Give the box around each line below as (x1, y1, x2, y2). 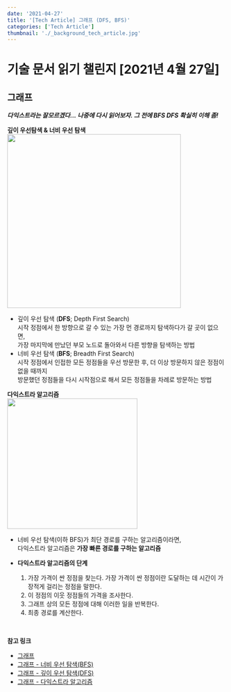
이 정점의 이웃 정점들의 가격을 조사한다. (27, 591, 134, 600)
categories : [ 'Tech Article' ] (7, 23, 95, 30)
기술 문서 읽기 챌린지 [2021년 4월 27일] (7, 62, 220, 77)
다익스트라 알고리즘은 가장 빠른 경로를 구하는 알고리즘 (17, 544, 162, 553)
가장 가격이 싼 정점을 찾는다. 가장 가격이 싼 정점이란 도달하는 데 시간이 (27, 574, 216, 582)
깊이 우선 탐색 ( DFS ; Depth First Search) (17, 314, 130, 323)
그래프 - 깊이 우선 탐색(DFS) (17, 669, 94, 677)
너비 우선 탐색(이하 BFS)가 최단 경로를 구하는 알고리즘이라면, (17, 536, 182, 544)
